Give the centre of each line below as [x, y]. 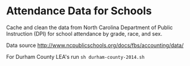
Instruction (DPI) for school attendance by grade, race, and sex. [84, 33]
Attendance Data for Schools [79, 11]
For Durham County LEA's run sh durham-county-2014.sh [75, 56]
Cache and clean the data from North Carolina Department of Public [90, 27]
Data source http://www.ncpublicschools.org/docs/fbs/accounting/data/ [95, 45]
